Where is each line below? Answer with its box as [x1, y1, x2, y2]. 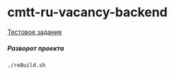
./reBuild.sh [7, 62, 46, 69]
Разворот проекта [7, 44, 64, 52]
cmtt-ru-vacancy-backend [7, 4, 168, 21]
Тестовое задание [7, 28, 62, 36]
